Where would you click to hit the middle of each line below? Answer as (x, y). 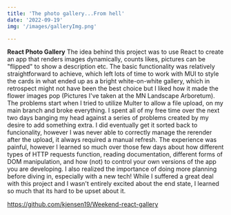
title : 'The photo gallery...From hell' (66, 13)
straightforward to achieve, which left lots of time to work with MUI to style (113, 74)
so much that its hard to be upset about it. (67, 191)
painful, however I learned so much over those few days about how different (115, 147)
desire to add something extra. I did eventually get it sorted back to (102, 125)
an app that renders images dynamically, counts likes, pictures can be (106, 59)
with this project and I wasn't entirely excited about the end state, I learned (113, 184)
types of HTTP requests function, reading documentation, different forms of (115, 154)
